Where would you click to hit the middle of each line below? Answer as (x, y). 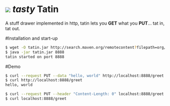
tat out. (13, 28)
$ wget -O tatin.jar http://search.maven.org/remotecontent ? (71, 47)
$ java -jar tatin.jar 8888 (35, 52)
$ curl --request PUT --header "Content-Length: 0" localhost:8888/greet (85, 94)
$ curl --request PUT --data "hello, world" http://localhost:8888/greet (85, 76)
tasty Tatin (36, 9)
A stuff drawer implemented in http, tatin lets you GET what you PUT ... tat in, (85, 23)
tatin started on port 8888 (35, 57)
